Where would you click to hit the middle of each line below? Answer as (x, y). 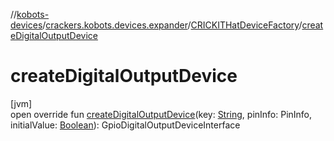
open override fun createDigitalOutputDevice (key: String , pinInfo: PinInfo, (161, 114)
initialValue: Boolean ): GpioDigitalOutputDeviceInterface (125, 125)
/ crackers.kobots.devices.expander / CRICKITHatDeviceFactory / (172, 25)
